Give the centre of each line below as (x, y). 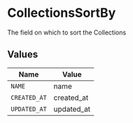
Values (23, 54)
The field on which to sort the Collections (67, 32)
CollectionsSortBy (62, 13)
